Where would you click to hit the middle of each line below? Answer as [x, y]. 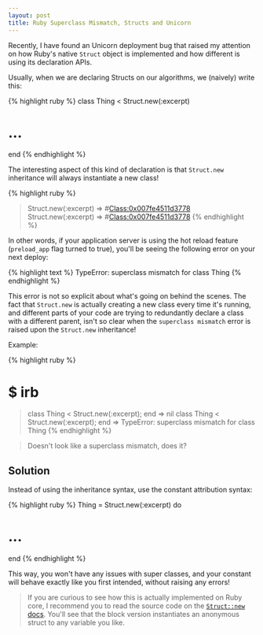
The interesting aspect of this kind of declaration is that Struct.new [116, 169]
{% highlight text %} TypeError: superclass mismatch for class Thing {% [125, 273]
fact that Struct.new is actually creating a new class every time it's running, [130, 305]
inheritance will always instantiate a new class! [84, 178]
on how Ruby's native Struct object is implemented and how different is [124, 54]
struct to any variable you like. [76, 622]
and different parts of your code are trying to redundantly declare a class [126, 313]
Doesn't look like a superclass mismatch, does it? [107, 446]
